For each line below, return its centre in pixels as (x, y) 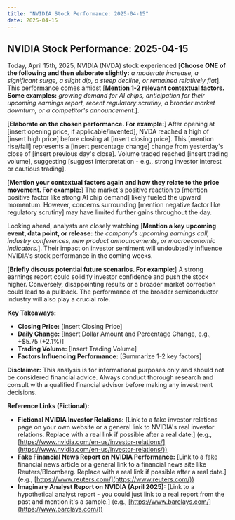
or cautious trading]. (37, 169)
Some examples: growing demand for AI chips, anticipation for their (106, 96)
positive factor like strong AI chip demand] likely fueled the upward (104, 197)
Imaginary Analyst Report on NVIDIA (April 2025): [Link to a (106, 487)
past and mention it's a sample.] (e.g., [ (74, 502)
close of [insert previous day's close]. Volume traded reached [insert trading (118, 154)
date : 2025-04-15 (33, 20)
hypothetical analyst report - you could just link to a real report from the (121, 494)
